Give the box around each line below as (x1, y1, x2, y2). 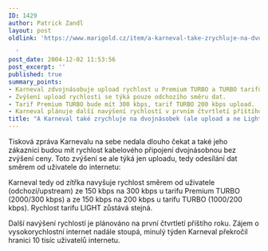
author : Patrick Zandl (8, 19, 84, 27)
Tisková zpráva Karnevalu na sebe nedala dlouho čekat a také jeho (8, 137, 228, 146)
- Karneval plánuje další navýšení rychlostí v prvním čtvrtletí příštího (8, 108, 262, 116)
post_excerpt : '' (8, 63, 66, 72)
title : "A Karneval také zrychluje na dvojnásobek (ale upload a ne (8, 115, 241, 124)
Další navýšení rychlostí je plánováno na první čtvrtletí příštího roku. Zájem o (8, 218, 259, 228)
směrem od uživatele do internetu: (8, 163, 121, 171)
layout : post (8, 26, 52, 34)
